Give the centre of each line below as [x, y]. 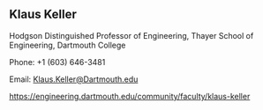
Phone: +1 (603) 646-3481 [57, 62]
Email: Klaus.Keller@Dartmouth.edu [74, 79]
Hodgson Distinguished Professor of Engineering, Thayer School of [131, 35]
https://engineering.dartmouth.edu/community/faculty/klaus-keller [130, 96]
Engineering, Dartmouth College [68, 45]
